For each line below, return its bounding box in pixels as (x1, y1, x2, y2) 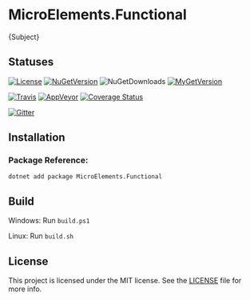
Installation (8, 130, 65, 145)
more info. (8, 284, 42, 294)
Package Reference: (8, 154, 89, 166)
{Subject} (8, 32, 40, 42)
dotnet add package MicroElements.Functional (8, 173, 162, 181)
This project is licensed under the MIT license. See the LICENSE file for (8, 276, 242, 286)
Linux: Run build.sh (8, 231, 74, 241)
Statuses (8, 55, 54, 69)
